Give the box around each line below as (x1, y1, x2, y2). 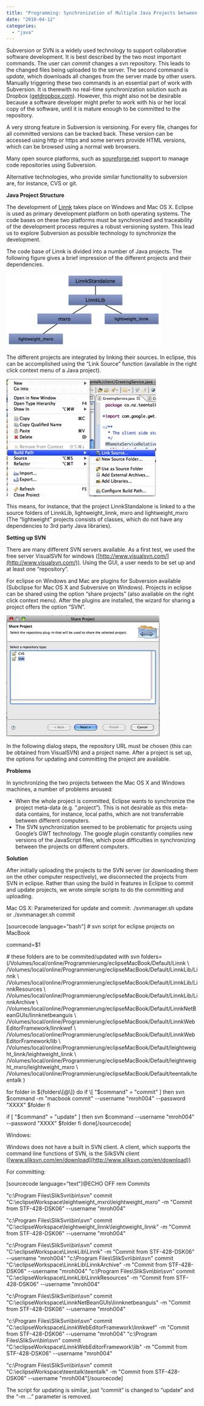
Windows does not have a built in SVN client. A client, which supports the (6, 1144, 191, 1151)
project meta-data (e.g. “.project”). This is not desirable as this (15, 804, 172, 812)
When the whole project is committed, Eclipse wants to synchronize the (15, 797, 195, 805)
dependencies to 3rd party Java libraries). (6, 522, 112, 530)
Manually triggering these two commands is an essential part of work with (6, 80, 192, 87)
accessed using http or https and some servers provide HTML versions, (6, 136, 186, 144)
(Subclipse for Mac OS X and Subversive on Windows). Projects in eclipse (6, 584, 192, 591)
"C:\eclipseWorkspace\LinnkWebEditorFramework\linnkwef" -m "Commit (6, 1324, 190, 1331)
